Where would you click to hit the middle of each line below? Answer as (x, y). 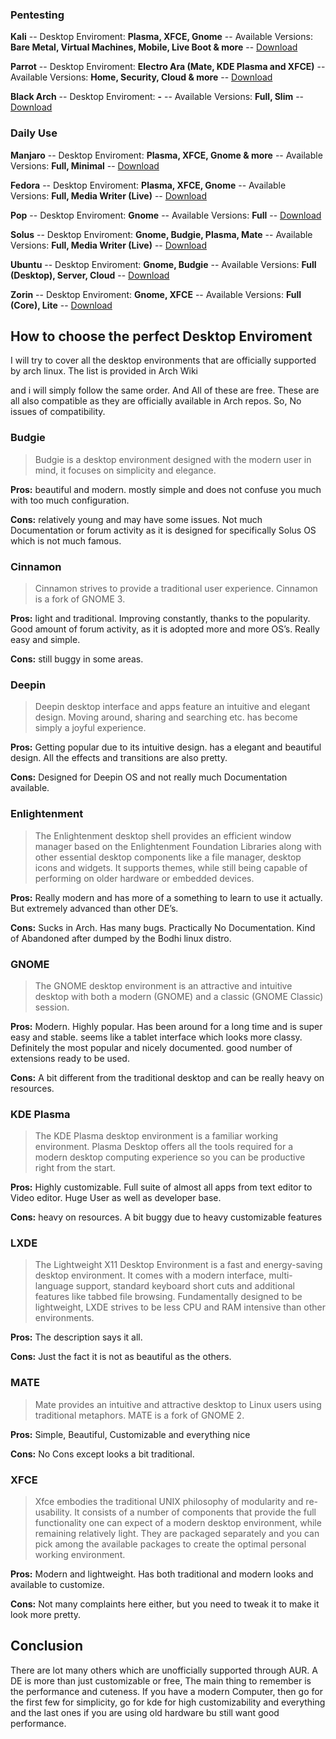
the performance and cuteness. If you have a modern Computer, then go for (166, 1691)
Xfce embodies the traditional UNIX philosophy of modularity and (169, 1502)
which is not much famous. (66, 540)
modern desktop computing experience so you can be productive (170, 1157)
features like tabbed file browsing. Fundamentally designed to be (168, 1297)
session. (52, 1007)
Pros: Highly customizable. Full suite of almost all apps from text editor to (161, 1187)
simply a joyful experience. (90, 728)
